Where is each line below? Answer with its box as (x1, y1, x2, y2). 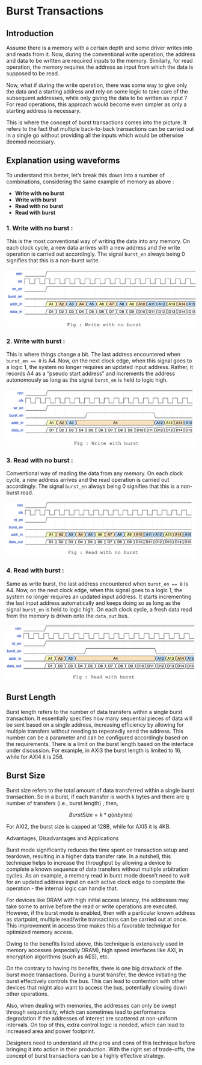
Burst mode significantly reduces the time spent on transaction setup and (6, 846, 188, 853)
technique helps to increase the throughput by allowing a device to (6, 859, 172, 866)
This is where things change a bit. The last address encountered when (6, 351, 180, 358)
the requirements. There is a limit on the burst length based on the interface (6, 740, 194, 747)
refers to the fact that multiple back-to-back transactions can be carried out (6, 125, 194, 132)
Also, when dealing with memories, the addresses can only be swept (6, 1002, 177, 1009)
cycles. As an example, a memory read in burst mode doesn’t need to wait (6, 871, 190, 879)
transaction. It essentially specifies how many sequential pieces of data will (6, 715, 193, 722)
